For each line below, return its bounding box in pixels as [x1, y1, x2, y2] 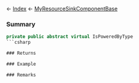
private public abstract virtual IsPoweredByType [6, 34, 134, 40]
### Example [6, 61, 36, 67]
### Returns [6, 51, 36, 57]
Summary [6, 20, 36, 28]
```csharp [6, 39, 31, 46]
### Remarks [6, 72, 36, 78]
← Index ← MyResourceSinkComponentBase [6, 5, 118, 12]
